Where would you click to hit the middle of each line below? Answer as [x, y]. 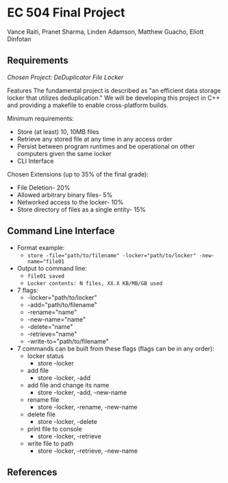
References [32, 472]
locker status [46, 356]
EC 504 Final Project [66, 13]
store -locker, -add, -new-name [82, 392]
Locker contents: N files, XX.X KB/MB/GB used [95, 283]
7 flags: [28, 290]
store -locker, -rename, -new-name [88, 407]
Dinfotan [19, 38]
